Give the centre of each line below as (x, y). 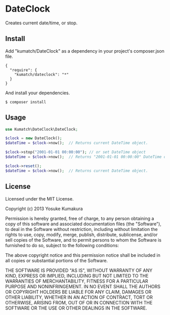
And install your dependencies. (37, 93)
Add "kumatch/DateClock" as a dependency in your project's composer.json (85, 51)
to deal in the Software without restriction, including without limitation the (81, 229)
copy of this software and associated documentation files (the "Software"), (83, 224)
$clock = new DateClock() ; (34, 138)
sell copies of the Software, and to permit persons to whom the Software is (83, 240)
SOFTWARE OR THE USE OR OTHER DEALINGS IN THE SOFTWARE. (76, 308)
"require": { (24, 70)
